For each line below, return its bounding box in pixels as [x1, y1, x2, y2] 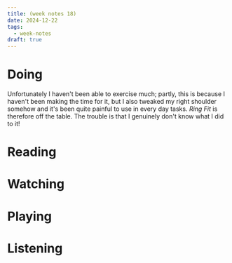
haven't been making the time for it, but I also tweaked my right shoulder [7, 97, 217, 106]
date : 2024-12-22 [7, 17, 58, 24]
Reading [7, 144, 57, 160]
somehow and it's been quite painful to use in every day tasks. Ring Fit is [7, 104, 218, 113]
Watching [7, 176, 65, 192]
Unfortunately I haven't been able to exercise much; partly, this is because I [7, 90, 226, 98]
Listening [7, 240, 63, 256]
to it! [7, 120, 20, 128]
